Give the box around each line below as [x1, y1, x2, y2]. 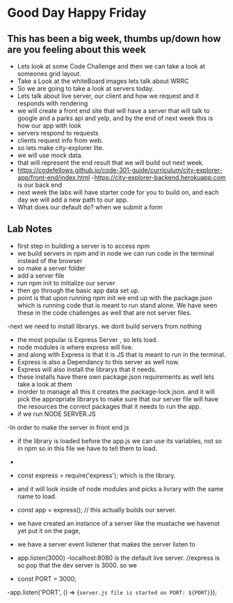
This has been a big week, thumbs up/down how [7, 33, 221, 45]
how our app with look [17, 121, 81, 130]
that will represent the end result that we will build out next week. [17, 158, 204, 167]
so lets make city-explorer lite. [17, 144, 104, 151]
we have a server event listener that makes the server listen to [17, 539, 196, 549]
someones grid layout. [17, 70, 81, 77]
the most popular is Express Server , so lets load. [17, 335, 158, 343]
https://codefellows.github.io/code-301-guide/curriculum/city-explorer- [17, 166, 223, 174]
